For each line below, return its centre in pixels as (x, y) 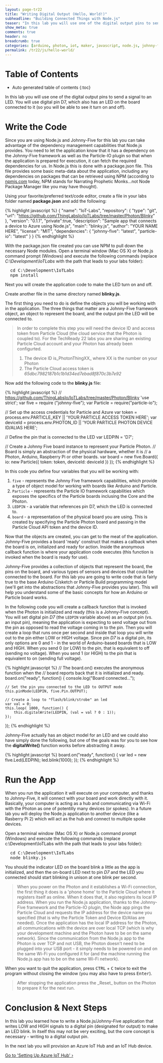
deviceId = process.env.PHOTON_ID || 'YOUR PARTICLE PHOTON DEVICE (79, 423)
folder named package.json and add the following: (56, 201)
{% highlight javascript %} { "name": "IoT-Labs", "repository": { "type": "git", (81, 211)
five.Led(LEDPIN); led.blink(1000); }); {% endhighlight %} (62, 760)
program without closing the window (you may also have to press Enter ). (79, 974)
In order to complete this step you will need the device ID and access (86, 328)
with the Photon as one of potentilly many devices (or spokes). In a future (78, 809)
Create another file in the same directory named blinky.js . (63, 294)
